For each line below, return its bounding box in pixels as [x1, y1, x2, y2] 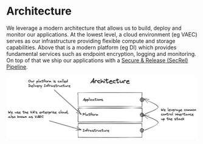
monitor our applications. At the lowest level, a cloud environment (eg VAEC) [6, 30, 198, 38]
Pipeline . [6, 63, 29, 70]
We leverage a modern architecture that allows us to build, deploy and [6, 24, 182, 32]
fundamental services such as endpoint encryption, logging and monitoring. [6, 50, 196, 57]
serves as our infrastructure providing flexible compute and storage [6, 37, 176, 44]
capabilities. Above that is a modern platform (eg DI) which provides [6, 44, 177, 51]
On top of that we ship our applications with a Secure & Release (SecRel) [6, 57, 188, 64]
